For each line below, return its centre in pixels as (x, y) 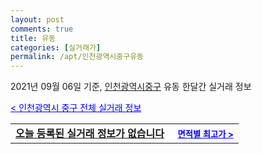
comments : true (42, 29)
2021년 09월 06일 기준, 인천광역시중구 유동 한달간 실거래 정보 (131, 87)
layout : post (37, 19)
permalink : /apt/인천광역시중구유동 (77, 57)
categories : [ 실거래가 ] (56, 47)
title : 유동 (33, 38)
